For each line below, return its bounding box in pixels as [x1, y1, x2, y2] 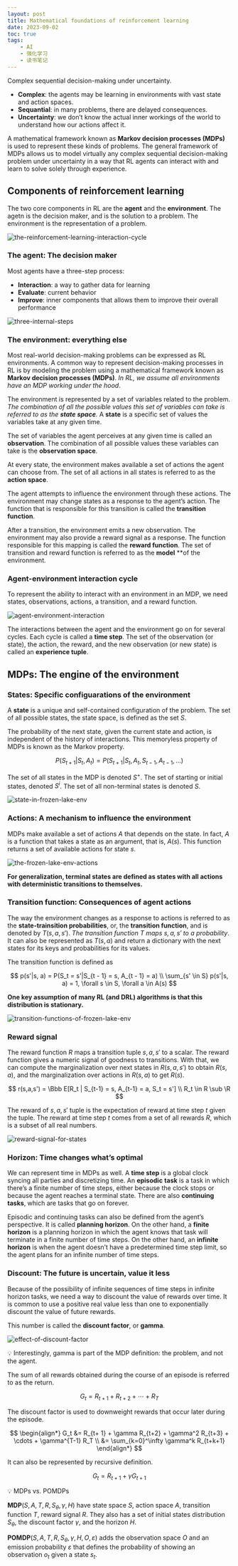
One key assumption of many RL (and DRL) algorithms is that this [7, 992, 203, 1001]
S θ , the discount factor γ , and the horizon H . [7, 1518, 137, 1528]
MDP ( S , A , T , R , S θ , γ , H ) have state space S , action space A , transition [7, 1501, 211, 1511]
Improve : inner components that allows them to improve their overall [17, 295, 219, 304]
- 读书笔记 [20, 57, 48, 64]
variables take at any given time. [7, 418, 102, 426]
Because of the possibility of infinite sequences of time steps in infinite [7, 1284, 215, 1293]
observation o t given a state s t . [7, 1550, 97, 1560]
